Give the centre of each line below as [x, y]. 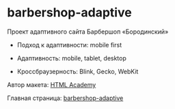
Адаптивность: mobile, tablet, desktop [71, 58]
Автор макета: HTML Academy [52, 84]
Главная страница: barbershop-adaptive [65, 98]
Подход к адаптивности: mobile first [69, 45]
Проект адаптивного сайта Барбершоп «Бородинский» [88, 32]
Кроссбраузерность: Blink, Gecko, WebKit [78, 71]
